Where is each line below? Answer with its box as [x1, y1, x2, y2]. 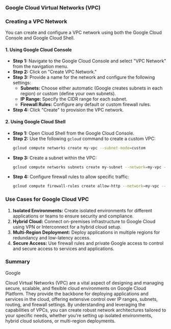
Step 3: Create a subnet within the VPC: [12, 155, 97, 161]
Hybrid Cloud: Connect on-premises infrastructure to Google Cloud [12, 218, 156, 224]
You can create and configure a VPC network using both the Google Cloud [5, 30, 162, 36]
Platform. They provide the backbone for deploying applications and [5, 291, 149, 297]
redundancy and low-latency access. [12, 234, 91, 240]
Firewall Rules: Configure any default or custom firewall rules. [20, 101, 152, 107]
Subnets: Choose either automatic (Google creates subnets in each [20, 85, 163, 91]
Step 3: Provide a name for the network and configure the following [12, 74, 155, 80]
